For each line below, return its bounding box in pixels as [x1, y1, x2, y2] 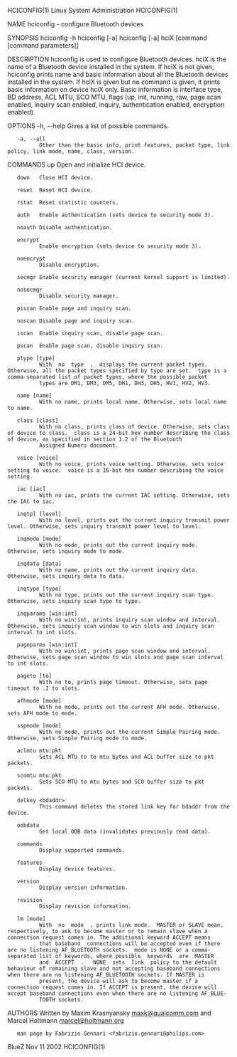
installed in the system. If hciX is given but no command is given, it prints [7, 78, 221, 86]
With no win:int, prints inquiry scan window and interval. [38, 616, 221, 624]
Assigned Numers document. [38, 442, 119, 449]
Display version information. [38, 884, 129, 891]
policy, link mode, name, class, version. [7, 148, 135, 155]
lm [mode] [16, 915, 46, 922]
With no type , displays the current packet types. [38, 361, 208, 368]
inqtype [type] [16, 585, 62, 592]
